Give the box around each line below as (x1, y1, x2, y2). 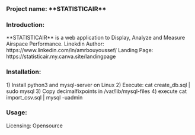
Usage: (6, 108, 28, 117)
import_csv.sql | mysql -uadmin (6, 94, 83, 101)
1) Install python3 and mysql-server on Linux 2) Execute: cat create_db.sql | (6, 81, 191, 88)
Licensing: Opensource (6, 122, 63, 129)
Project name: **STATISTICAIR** (6, 5, 107, 13)
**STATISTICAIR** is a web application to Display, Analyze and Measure (6, 34, 186, 41)
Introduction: (6, 20, 45, 28)
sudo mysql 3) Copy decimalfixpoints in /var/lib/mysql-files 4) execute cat (6, 88, 187, 95)
